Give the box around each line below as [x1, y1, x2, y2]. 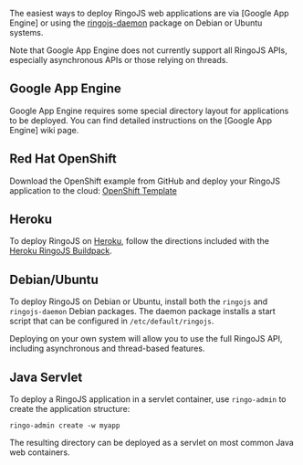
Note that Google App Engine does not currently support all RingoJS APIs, [9, 45, 287, 56]
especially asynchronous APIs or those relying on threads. [9, 55, 228, 65]
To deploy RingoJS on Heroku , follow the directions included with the [9, 236, 269, 247]
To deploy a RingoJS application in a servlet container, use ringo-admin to [9, 394, 287, 405]
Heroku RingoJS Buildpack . [9, 246, 112, 257]
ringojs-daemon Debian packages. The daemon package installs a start [9, 306, 276, 317]
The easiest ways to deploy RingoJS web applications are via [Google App [9, 8, 289, 18]
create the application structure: [9, 404, 131, 415]
